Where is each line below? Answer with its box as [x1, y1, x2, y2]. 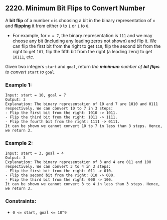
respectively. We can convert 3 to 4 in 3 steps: [5, 164, 111, 169]
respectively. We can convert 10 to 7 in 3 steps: [5, 106, 113, 111]
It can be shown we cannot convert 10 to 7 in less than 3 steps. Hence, [5, 124, 163, 129]
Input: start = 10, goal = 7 [5, 93, 66, 98]
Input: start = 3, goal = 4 [5, 151, 64, 156]
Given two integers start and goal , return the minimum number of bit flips [5, 63, 160, 69]
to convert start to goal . [5, 69, 56, 75]
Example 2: [5, 140, 33, 147]
